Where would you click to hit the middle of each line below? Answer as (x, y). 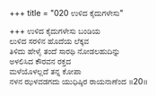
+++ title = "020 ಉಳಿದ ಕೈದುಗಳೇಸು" (66, 13)
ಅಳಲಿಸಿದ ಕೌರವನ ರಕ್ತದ (40, 61)
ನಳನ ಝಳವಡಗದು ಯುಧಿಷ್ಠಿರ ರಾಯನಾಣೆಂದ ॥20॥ (78, 81)
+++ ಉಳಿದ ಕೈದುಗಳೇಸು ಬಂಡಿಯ (55, 31)
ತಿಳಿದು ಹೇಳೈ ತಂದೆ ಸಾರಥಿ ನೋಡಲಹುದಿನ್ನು (65, 51)
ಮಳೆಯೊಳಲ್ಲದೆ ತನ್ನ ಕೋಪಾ (46, 71)
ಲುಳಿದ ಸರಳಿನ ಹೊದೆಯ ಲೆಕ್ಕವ (49, 41)
